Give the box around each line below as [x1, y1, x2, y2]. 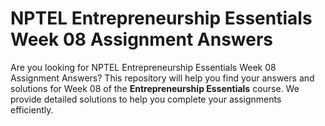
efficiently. [10, 103, 54, 116]
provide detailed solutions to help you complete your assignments [10, 93, 282, 105]
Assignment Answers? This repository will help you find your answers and [10, 72, 315, 84]
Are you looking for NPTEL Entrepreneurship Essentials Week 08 [10, 61, 277, 73]
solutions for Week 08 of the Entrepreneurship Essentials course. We [10, 82, 300, 94]
